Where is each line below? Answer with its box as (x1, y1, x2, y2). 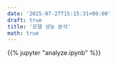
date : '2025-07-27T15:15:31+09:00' (7, 10, 111, 17)
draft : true (7, 17, 42, 24)
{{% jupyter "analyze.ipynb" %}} (7, 49, 102, 57)
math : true (7, 29, 39, 37)
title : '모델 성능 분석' (7, 23, 71, 30)
